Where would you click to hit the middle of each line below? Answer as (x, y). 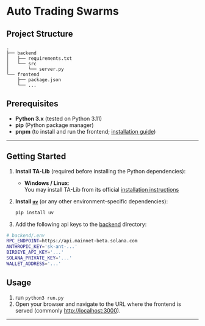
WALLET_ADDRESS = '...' (34, 264)
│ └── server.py (35, 69)
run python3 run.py (39, 297)
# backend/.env (26, 235)
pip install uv (34, 212)
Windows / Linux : (47, 183)
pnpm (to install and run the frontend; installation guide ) (85, 131)
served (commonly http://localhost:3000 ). (68, 310)
